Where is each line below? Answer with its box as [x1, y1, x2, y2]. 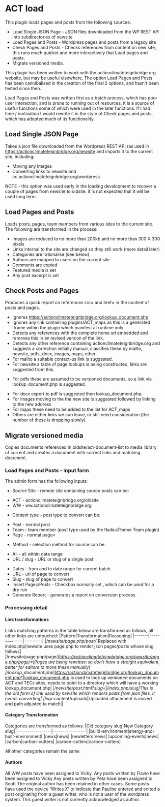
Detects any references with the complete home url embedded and [12, 330, 148, 336]
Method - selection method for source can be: [12, 542, 106, 548]
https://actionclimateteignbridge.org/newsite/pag [59, 653, 160, 659]
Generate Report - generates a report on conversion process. [12, 592, 137, 598]
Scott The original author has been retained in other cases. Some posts [5, 781, 149, 787]
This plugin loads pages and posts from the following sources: [5, 19, 131, 25]
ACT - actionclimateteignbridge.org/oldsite [12, 497, 99, 503]
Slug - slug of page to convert [12, 576, 73, 582]
